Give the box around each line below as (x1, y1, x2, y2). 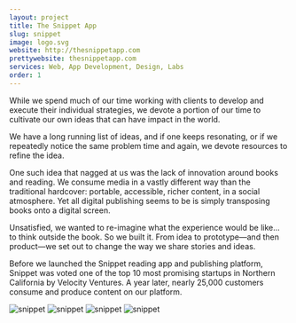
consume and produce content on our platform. (9, 286, 183, 297)
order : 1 (9, 71, 42, 80)
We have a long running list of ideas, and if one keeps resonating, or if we (9, 130, 278, 142)
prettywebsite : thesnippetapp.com (9, 54, 137, 63)
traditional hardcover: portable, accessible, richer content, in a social (9, 185, 261, 196)
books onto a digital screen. (9, 205, 111, 216)
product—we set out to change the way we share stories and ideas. (9, 240, 256, 251)
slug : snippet (9, 29, 62, 38)
